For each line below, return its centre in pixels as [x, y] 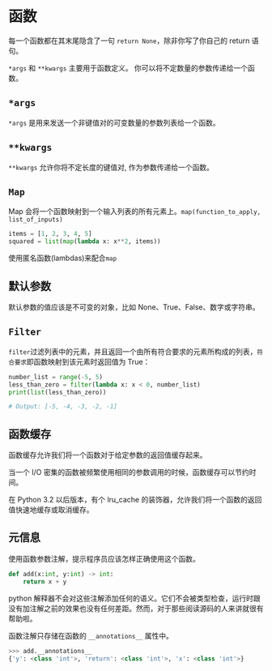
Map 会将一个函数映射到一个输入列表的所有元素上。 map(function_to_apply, [135, 212]
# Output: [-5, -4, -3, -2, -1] [63, 407]
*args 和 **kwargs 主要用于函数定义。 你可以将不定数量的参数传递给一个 [128, 68]
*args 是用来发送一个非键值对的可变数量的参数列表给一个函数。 [114, 122]
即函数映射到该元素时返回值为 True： [88, 361]
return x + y [45, 581]
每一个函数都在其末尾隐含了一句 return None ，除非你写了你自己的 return [129, 41]
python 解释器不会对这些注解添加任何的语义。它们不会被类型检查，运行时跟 [134, 598]
